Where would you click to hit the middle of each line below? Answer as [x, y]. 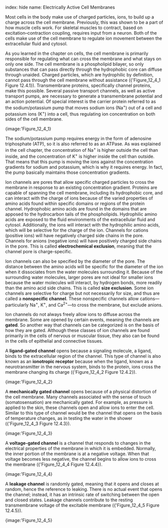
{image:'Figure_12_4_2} [29, 382]
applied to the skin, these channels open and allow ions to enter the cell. [80, 408]
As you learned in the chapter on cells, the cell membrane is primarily [77, 53]
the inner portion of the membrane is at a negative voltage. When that [77, 454]
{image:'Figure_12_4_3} [29, 434]
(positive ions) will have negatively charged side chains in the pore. [74, 235]
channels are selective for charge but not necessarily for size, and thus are [82, 293]
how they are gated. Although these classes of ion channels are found [77, 331]
